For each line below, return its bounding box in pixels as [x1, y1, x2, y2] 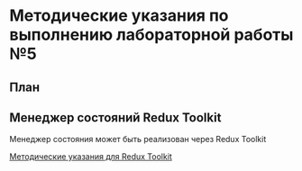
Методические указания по [9, 5, 229, 26]
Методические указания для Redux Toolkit [9, 151, 173, 162]
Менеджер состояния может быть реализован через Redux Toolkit [9, 134, 267, 145]
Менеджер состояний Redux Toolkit [9, 110, 222, 125]
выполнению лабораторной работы [9, 24, 294, 45]
